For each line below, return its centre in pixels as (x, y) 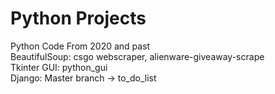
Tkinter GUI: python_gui (59, 67)
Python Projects (78, 18)
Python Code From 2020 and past (80, 46)
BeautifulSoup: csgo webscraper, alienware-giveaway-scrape (137, 56)
